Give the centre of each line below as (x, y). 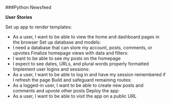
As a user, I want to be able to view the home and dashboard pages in (86, 37)
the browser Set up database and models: (57, 42)
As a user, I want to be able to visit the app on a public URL (75, 96)
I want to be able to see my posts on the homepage (67, 58)
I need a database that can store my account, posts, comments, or (82, 47)
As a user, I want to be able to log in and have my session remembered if (89, 75)
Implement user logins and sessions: (51, 69)
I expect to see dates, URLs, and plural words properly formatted (81, 64)
